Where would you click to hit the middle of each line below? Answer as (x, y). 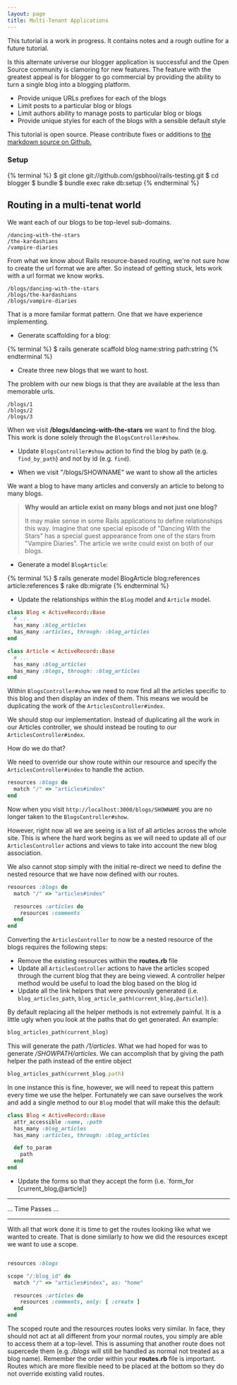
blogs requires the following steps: (57, 947)
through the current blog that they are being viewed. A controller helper (121, 976)
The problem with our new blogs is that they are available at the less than (114, 384)
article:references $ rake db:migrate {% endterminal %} (88, 585)
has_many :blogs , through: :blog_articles (77, 671)
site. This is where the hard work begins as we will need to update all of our (117, 837)
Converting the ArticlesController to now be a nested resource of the (110, 940)
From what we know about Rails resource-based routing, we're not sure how (119, 260)
